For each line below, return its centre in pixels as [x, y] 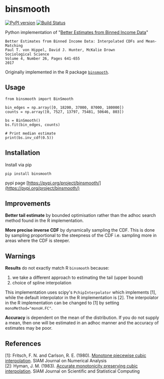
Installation [23, 153]
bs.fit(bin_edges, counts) [33, 125]
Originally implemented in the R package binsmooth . [57, 72]
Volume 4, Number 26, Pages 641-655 [42, 58]
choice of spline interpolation [42, 283]
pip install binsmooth [28, 173]
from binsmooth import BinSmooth [39, 99]
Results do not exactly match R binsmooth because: [57, 268]
